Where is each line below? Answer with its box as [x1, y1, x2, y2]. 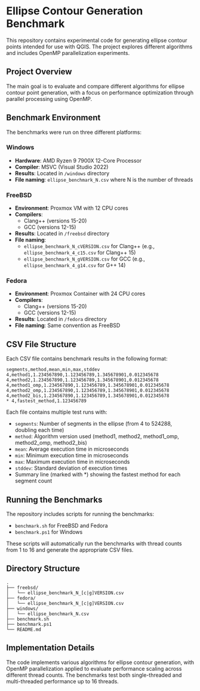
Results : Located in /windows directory [14, 169, 110, 177]
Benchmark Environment [6, 112, 101, 123]
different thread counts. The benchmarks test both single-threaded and [6, 671, 182, 678]
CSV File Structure [6, 339, 76, 349]
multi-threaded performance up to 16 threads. [6, 677, 119, 685]
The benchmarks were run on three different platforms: [6, 129, 142, 136]
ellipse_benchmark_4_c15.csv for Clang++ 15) [23, 249, 136, 256]
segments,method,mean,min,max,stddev [6, 366, 100, 373]
